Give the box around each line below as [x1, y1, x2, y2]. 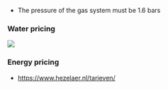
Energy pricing [7, 57, 60, 67]
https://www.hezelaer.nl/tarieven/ [17, 73, 116, 82]
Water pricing [7, 23, 55, 33]
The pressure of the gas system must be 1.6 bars [17, 6, 161, 14]
